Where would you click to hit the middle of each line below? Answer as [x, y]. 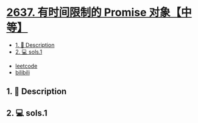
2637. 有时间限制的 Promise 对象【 [94, 12]
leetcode [26, 66]
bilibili [23, 72]
